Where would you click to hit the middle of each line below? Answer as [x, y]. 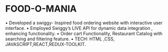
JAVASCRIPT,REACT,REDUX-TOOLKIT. [46, 44]
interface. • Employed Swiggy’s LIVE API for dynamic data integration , [79, 28]
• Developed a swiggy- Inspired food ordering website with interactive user [84, 23]
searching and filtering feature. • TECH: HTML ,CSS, [60, 39]
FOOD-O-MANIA [41, 9]
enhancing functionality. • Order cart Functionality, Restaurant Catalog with [84, 33]
